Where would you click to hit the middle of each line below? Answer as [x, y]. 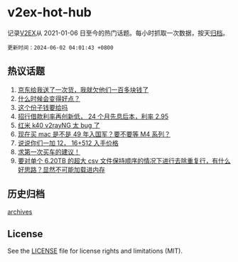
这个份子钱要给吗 [43, 107]
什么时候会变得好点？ [49, 98]
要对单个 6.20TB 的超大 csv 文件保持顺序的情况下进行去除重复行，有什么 [124, 160]
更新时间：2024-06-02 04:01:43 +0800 [60, 48]
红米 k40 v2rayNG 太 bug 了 [59, 125]
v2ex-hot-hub [50, 12]
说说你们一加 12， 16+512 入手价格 [68, 143]
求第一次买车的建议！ [49, 152]
